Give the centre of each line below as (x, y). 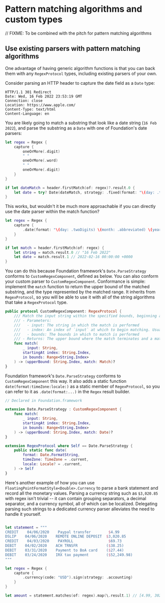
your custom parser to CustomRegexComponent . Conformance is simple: (75, 281)
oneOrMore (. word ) (40, 161)
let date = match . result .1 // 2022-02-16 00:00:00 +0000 (73, 257)
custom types (34, 19)
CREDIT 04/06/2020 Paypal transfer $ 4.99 (62, 532)
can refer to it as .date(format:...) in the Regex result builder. (68, 391)
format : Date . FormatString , (51, 455)
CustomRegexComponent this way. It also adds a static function (66, 381)
